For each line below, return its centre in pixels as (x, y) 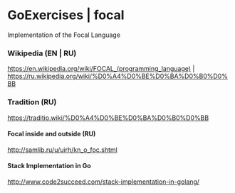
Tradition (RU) (32, 102)
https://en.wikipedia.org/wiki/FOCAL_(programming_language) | (101, 69)
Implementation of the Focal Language (64, 35)
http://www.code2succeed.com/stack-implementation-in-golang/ (104, 182)
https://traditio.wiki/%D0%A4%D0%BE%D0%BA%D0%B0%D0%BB (108, 118)
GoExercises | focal (66, 15)
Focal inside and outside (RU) (52, 134)
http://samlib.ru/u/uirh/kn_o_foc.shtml (62, 150)
